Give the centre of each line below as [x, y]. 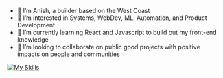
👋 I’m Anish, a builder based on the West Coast [83, 11]
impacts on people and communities [68, 54]
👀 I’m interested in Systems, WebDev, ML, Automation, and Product [112, 18]
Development [36, 25]
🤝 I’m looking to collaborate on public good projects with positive [108, 47]
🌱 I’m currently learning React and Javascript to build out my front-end [117, 32]
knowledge [33, 40]
